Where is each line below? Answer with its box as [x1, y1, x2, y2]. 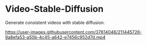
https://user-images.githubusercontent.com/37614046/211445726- [5, 29, 142, 35]
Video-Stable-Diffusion [5, 3, 104, 15]
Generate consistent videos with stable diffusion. [5, 20, 105, 25]
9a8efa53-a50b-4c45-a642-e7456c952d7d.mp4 [5, 34, 106, 40]
